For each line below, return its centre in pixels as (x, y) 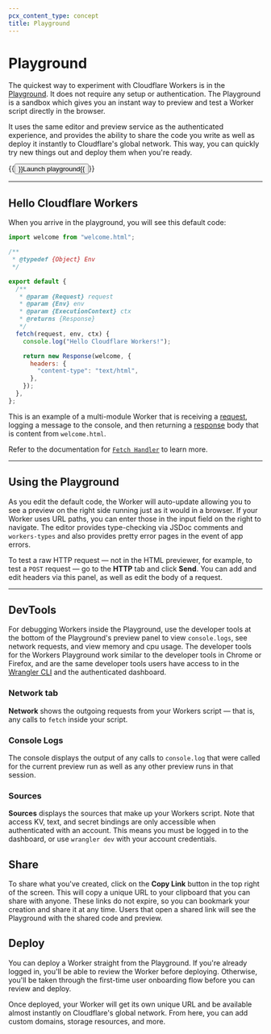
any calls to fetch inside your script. (68, 719)
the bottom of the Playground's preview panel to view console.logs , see (128, 638)
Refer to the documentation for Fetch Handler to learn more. (108, 449)
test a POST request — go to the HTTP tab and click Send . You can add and (132, 569)
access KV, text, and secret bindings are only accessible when (112, 822)
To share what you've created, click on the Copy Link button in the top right (134, 884)
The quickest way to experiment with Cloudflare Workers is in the (117, 85)
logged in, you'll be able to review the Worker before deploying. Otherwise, (133, 971)
